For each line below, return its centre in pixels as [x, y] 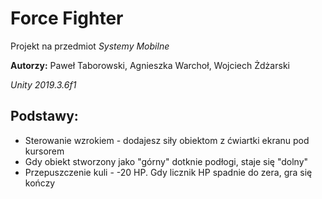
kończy [40, 183]
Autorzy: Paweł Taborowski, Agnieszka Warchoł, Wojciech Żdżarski [150, 65]
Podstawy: [44, 116]
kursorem [44, 151]
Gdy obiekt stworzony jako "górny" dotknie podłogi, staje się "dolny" [166, 161]
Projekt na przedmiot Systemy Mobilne [90, 46]
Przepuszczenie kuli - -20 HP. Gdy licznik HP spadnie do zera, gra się [168, 172]
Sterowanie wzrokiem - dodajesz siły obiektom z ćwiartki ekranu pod [167, 140]
